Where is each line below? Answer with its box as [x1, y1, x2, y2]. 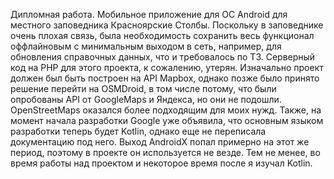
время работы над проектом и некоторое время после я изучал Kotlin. [10, 157, 313, 169]
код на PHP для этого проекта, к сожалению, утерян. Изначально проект [10, 62, 324, 73]
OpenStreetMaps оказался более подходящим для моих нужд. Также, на [10, 104, 322, 116]
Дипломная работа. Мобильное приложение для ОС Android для [10, 9, 288, 20]
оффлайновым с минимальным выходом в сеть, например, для [10, 40, 282, 52]
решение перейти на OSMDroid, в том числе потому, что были [10, 83, 277, 94]
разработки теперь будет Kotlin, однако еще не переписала [10, 125, 267, 137]
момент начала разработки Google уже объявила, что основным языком [10, 115, 324, 126]
